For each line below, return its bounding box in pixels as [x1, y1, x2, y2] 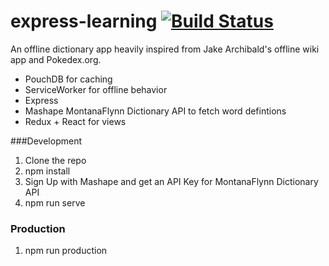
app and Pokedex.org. [10, 53, 102, 65]
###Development [10, 135, 82, 147]
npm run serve [24, 196, 86, 209]
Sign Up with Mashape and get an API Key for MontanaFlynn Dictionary [24, 175, 319, 187]
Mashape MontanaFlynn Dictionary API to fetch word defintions [24, 105, 287, 117]
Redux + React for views [24, 115, 127, 127]
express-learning [10, 10, 158, 33]
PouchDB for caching [24, 73, 113, 85]
